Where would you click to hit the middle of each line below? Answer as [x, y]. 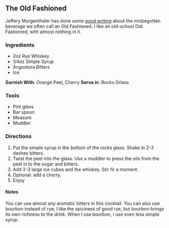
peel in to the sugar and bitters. [46, 164]
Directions [18, 136]
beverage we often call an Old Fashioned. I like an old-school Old [74, 26]
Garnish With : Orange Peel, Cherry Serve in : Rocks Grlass [67, 82]
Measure [22, 118]
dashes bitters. [28, 153]
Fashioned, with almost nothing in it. [43, 32]
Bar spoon [24, 112]
